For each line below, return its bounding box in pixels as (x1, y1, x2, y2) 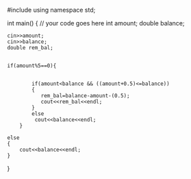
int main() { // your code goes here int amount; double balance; (7, 19, 185, 27)
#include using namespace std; (7, 6, 96, 14)
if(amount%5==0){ (7, 62, 57, 69)
